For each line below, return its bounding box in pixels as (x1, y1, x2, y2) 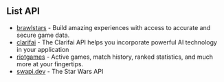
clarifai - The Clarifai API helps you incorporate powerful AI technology (16, 38, 218, 46)
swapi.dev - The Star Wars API (16, 67, 104, 75)
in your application (16, 45, 69, 53)
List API (6, 5, 41, 17)
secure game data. (16, 31, 70, 39)
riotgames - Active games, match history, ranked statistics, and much (16, 53, 214, 61)
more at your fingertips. (16, 59, 84, 68)
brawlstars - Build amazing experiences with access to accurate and (16, 23, 211, 31)
